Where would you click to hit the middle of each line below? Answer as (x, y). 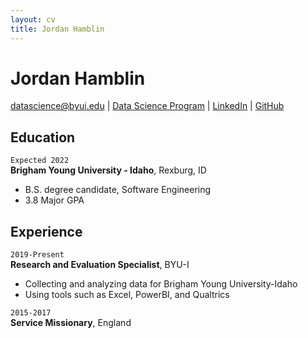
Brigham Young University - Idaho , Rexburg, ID (108, 170)
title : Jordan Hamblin (57, 29)
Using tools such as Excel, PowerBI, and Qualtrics (127, 295)
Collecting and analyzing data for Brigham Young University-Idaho (161, 284)
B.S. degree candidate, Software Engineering (118, 190)
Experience (46, 231)
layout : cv (33, 19)
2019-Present (37, 255)
